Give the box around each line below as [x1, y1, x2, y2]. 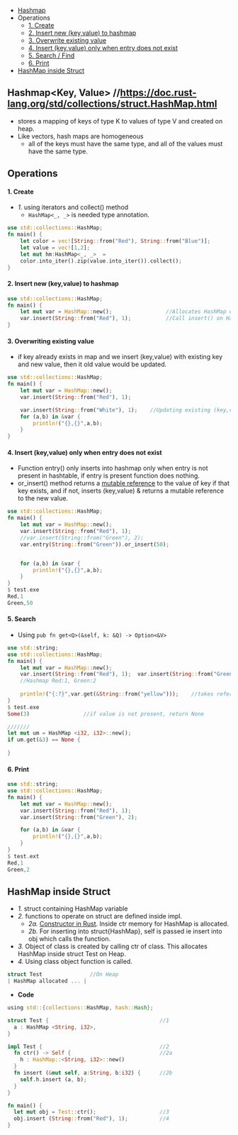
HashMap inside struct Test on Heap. [17, 950, 126, 958]
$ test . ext [7, 852, 40, 860]
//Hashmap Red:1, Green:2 [20, 677, 97, 684]
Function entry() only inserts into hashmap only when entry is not [17, 464, 208, 473]
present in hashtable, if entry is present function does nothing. [17, 471, 200, 480]
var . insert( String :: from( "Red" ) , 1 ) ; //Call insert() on [20, 315, 223, 322]
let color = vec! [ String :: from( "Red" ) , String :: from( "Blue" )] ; [20, 238, 211, 245]
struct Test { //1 [7, 1016, 170, 1024]
